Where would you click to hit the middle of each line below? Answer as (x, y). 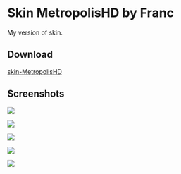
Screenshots (36, 94)
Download (30, 55)
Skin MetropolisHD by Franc (91, 13)
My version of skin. (35, 32)
